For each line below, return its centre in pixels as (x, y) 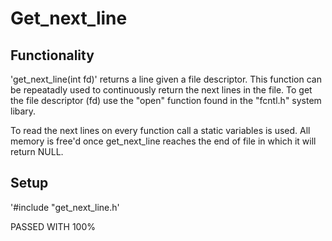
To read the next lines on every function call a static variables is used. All (160, 130)
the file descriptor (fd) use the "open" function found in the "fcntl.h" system (166, 100)
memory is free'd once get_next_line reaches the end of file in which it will (163, 141)
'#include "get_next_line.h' (65, 207)
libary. (23, 111)
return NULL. (37, 151)
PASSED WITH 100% (53, 226)
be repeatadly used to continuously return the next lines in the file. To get (161, 90)
